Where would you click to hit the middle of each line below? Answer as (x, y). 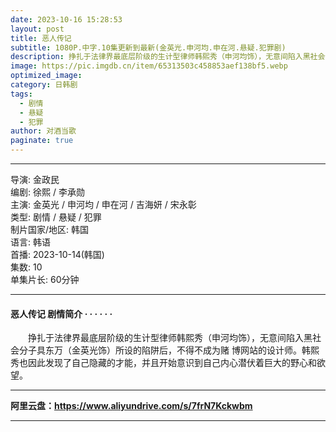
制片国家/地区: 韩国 (50, 229)
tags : (21, 94)
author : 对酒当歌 (43, 131)
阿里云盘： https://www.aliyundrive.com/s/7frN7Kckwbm (131, 406)
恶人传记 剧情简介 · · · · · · (61, 313)
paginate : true (42, 141)
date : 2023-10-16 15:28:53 (66, 19)
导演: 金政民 (35, 179)
